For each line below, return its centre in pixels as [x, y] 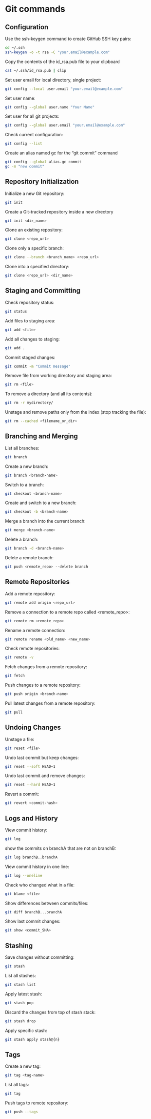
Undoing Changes [33, 728]
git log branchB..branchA [31, 857]
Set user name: [20, 98]
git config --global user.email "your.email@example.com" [65, 126]
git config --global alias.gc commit [43, 162]
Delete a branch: [22, 539]
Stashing [19, 945]
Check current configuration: [34, 135]
